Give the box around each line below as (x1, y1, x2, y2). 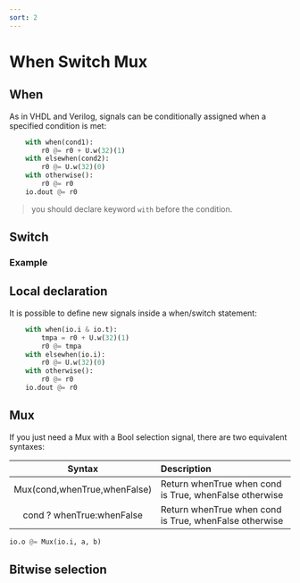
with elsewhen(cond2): (25, 154, 110, 164)
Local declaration (9, 283, 108, 300)
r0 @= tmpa (41, 342, 82, 351)
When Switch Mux (9, 51, 148, 72)
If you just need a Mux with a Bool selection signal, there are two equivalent (9, 431, 287, 443)
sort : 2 (9, 13, 38, 22)
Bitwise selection (9, 562, 107, 577)
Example (9, 257, 48, 269)
